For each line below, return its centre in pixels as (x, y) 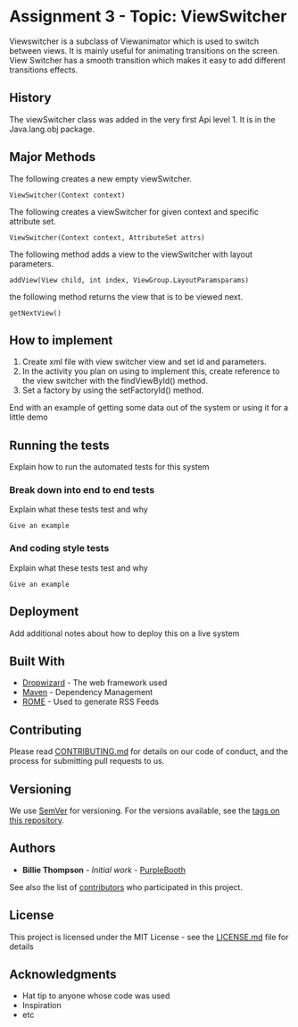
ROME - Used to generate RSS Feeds (90, 702)
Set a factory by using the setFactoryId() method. (113, 390)
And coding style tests (59, 548)
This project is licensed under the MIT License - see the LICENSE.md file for (149, 937)
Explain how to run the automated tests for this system (109, 467)
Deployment (44, 611)
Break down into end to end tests (82, 490)
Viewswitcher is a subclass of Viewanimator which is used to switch (134, 41)
